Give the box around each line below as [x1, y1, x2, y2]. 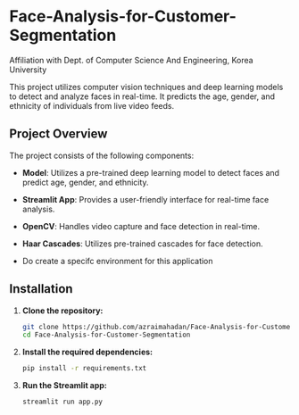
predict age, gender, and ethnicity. [21, 177, 149, 187]
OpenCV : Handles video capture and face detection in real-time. [21, 220, 261, 231]
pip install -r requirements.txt [21, 364, 147, 373]
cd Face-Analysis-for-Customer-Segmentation [21, 330, 191, 340]
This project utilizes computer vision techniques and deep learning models [9, 81, 284, 92]
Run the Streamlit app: [21, 380, 107, 391]
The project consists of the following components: [9, 150, 195, 161]
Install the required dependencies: [21, 346, 154, 358]
